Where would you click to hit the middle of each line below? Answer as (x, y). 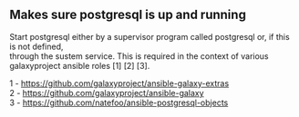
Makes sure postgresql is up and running (128, 15)
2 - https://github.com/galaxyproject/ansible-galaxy (107, 93)
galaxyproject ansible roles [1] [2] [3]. (80, 65)
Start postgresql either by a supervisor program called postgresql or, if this (149, 36)
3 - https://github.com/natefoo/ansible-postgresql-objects (119, 102)
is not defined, (36, 46)
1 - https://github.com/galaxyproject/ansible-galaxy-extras (119, 83)
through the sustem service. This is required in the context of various (139, 56)
